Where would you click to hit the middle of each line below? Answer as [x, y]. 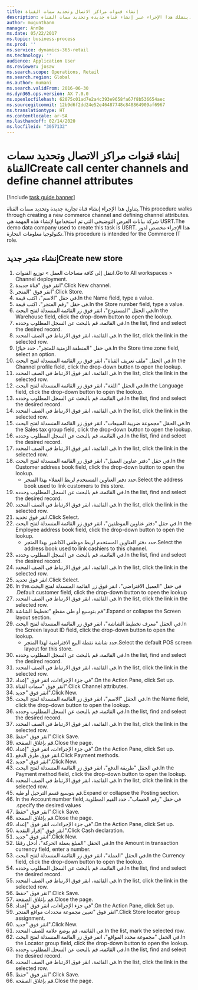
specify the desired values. [48, 805]
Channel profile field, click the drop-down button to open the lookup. [98, 367]
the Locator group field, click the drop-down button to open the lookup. [102, 943]
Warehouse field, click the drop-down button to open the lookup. [94, 317]
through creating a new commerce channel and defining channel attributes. [98, 215]
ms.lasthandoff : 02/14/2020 [41, 121]
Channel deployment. [41, 279]
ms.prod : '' [21, 45]
